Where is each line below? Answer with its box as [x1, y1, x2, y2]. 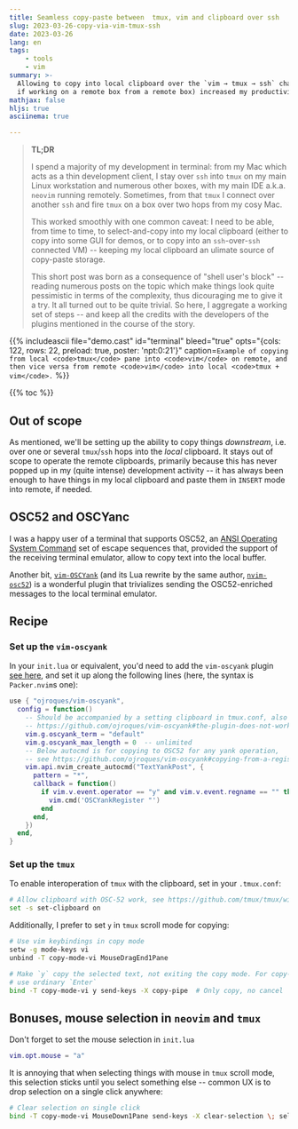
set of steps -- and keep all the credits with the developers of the [30, 309, 269, 320]
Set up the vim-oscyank [9, 640, 108, 653]
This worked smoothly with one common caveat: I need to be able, [30, 217, 275, 227]
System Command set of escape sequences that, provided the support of [9, 543, 278, 553]
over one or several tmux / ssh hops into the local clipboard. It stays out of [9, 446, 273, 457]
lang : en [9, 37, 42, 47]
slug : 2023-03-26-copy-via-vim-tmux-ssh [9, 21, 161, 30]
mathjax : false [9, 95, 66, 105]
